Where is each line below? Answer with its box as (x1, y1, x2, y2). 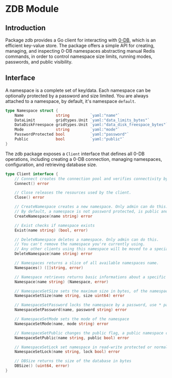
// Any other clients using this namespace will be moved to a (14, 246, 153, 251)
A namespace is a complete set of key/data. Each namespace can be (5, 87, 151, 93)
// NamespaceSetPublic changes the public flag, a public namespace (14, 330, 164, 335)
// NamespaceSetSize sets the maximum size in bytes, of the (14, 288, 147, 293)
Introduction (5, 24, 46, 32)
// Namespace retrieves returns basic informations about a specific (14, 275, 166, 280)
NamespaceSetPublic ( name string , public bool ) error (14, 335, 130, 341)
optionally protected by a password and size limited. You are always (5, 93, 148, 99)
